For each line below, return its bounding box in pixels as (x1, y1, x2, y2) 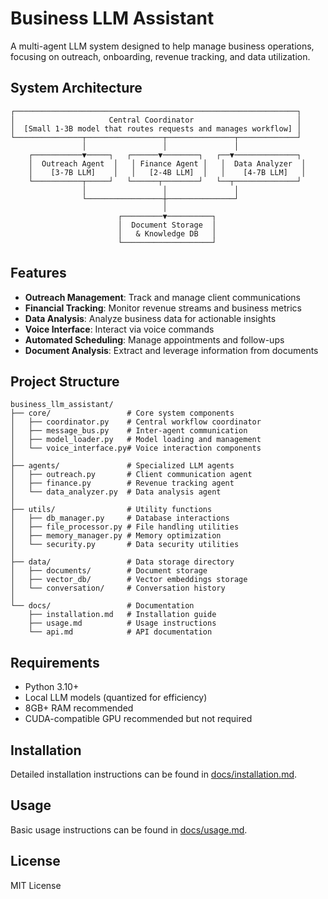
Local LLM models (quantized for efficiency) (24, 692, 208, 704)
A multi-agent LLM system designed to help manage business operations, (10, 40, 315, 52)
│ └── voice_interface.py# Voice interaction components (10, 443, 262, 454)
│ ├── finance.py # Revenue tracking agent (10, 478, 235, 489)
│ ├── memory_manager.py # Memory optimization (10, 531, 222, 541)
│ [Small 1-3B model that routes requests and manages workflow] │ (10, 123, 302, 134)
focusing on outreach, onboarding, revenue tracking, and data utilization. (10, 50, 311, 62)
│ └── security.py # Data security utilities (10, 540, 240, 550)
